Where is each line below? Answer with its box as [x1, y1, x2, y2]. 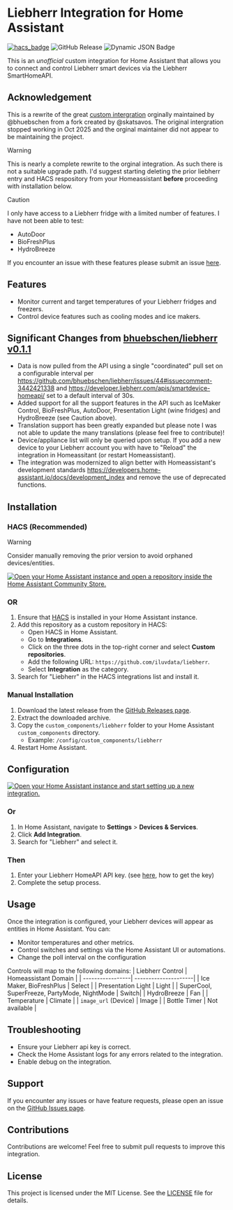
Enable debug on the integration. [17, 1058, 112, 1066]
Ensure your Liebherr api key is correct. [17, 1042, 131, 1051]
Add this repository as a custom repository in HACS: [17, 620, 167, 629]
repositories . [27, 650, 66, 659]
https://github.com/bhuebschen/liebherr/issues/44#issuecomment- [17, 376, 213, 385]
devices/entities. [7, 559, 55, 567]
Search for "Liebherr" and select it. [17, 837, 119, 846]
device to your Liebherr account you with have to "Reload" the [17, 443, 197, 452]
